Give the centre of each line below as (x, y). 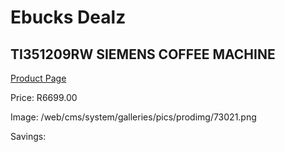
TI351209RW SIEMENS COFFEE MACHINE (143, 54)
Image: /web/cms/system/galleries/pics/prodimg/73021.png (133, 117)
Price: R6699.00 (44, 97)
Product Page (38, 78)
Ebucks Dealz (68, 17)
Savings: (28, 136)
